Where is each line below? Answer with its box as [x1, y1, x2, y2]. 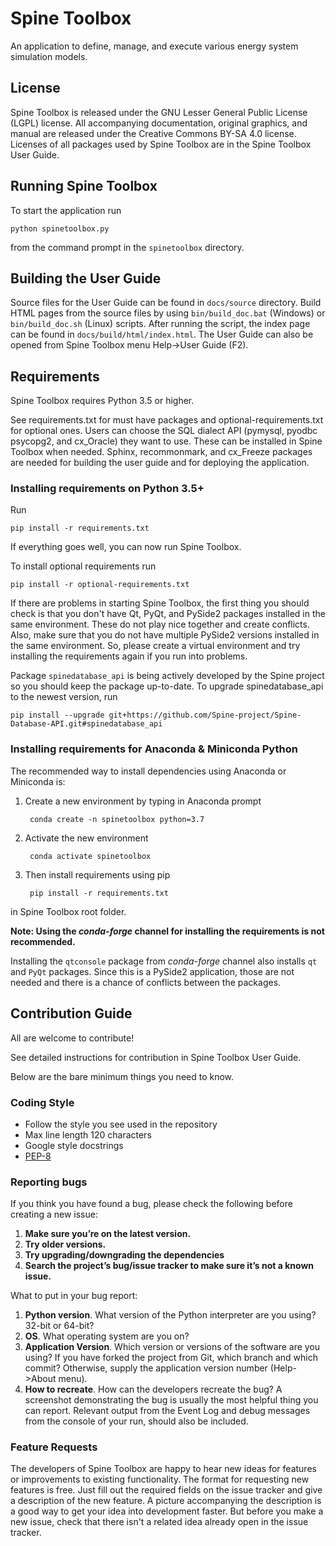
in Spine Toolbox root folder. [10, 905, 127, 917]
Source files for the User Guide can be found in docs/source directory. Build [10, 297, 322, 309]
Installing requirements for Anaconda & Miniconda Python [10, 742, 298, 756]
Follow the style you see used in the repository [24, 1118, 218, 1130]
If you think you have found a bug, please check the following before [10, 1198, 293, 1210]
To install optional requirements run [10, 560, 157, 572]
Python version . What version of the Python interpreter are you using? [24, 1309, 317, 1321]
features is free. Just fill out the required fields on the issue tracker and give [10, 1484, 323, 1496]
